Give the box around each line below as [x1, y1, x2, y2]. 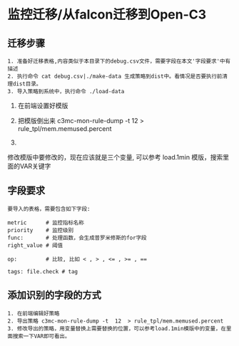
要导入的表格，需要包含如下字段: [7, 205, 91, 212]
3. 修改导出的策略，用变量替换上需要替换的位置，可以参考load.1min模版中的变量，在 [7, 325, 227, 332]
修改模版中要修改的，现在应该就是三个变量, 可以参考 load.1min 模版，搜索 [7, 153, 223, 161]
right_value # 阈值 [7, 241, 63, 249]
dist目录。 [12, 80, 42, 88]
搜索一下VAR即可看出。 [12, 332, 71, 340]
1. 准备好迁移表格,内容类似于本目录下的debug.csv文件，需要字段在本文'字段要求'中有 [7, 58, 230, 65]
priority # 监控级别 [7, 226, 73, 234]
